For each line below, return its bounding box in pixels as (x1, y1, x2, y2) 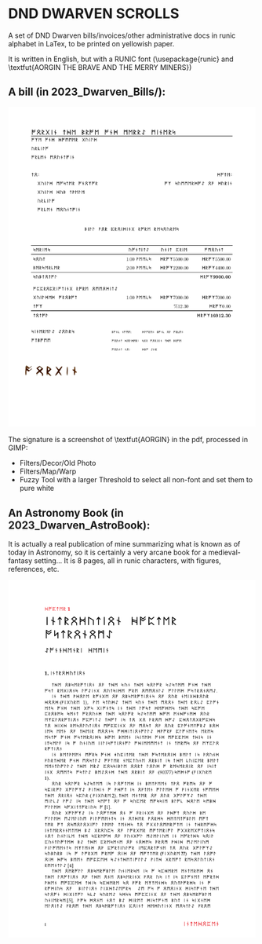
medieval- (208, 547, 241, 558)
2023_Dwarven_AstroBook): (8, 518, 151, 532)
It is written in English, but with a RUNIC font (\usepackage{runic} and (8, 54, 234, 64)
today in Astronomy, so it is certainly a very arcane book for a (8, 547, 207, 558)
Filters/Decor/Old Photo (19, 459, 96, 468)
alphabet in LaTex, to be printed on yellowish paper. (8, 38, 175, 48)
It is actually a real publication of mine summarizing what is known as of (8, 540, 241, 549)
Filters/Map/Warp (19, 467, 77, 476)
